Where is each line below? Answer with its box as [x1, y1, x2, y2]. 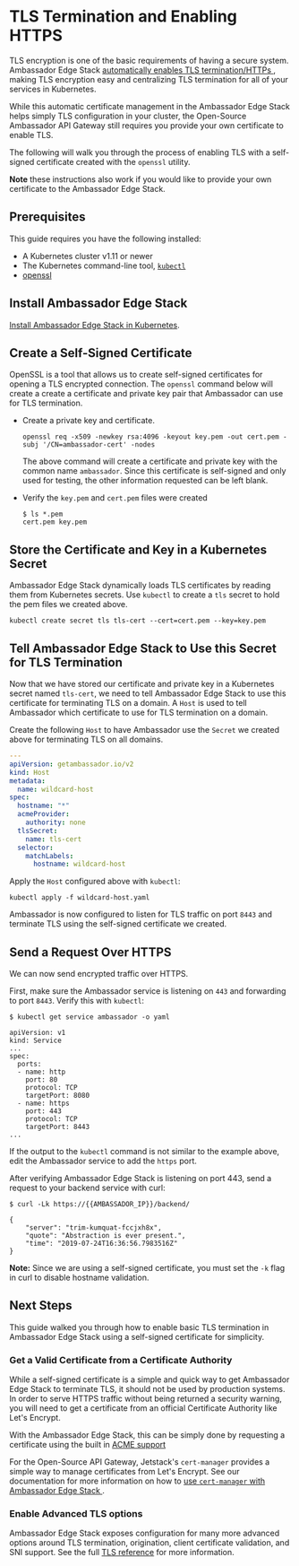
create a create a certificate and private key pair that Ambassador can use [9, 388, 284, 399]
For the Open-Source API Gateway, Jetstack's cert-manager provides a [9, 1457, 270, 1467]
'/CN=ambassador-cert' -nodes [42, 440, 156, 449]
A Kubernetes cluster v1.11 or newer [21, 250, 154, 261]
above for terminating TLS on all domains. [9, 734, 164, 744]
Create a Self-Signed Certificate [9, 345, 192, 361]
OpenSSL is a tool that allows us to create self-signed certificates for [9, 370, 263, 380]
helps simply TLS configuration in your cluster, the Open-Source [9, 110, 247, 121]
